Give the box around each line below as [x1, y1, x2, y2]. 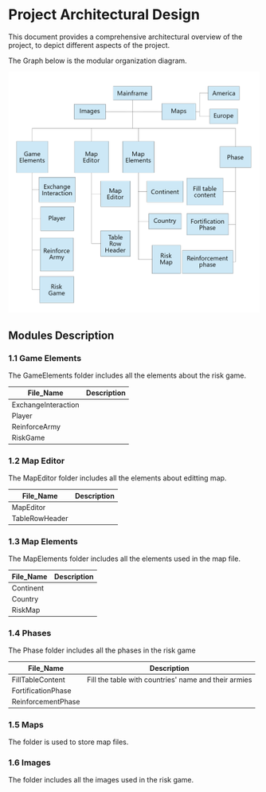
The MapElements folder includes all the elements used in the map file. [8, 554, 241, 563]
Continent [11, 583, 45, 593]
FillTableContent [11, 675, 65, 684]
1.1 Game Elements [8, 352, 82, 363]
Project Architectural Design [8, 6, 201, 24]
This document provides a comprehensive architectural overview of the [8, 32, 243, 41]
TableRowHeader [11, 514, 68, 523]
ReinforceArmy [11, 422, 61, 432]
